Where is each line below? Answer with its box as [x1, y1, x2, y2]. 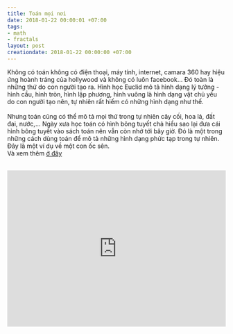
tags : [7, 23, 23, 30]
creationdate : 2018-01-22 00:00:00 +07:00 [7, 49, 132, 56]
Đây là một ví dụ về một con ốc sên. [7, 142, 110, 150]
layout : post [7, 42, 45, 49]
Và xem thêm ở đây [7, 149, 62, 157]
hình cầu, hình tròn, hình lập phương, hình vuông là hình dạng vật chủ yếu [7, 90, 217, 98]
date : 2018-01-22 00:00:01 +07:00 [7, 17, 107, 24]
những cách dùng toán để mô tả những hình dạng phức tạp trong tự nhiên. [7, 134, 220, 142]
